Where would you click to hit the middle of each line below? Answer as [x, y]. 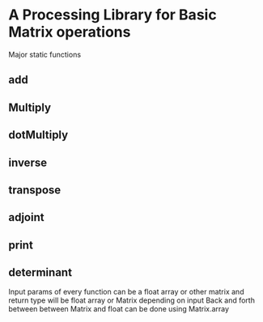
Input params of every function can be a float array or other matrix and [126, 292]
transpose [35, 190]
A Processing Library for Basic [112, 15]
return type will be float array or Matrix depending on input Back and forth [131, 300]
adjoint [26, 217]
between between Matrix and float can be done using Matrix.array [119, 309]
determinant [40, 273]
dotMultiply [38, 135]
